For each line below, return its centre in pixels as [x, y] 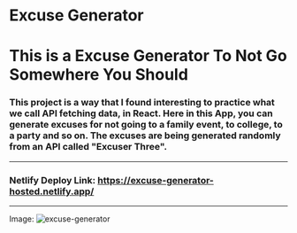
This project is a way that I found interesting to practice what [142, 103]
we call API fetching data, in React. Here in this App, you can [141, 113]
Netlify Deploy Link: [52, 180]
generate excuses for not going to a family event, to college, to [146, 125]
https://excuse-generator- [155, 180]
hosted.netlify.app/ [52, 191]
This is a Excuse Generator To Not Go [148, 56]
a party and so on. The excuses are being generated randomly [145, 136]
